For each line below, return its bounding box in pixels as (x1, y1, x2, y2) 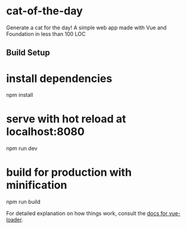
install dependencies (6, 72, 112, 85)
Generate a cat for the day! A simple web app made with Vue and (6, 24, 167, 31)
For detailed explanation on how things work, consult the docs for (6, 210, 168, 217)
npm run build (6, 199, 41, 206)
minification (6, 178, 68, 192)
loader (6, 216, 22, 224)
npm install (6, 91, 33, 99)
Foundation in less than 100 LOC (6, 30, 86, 37)
